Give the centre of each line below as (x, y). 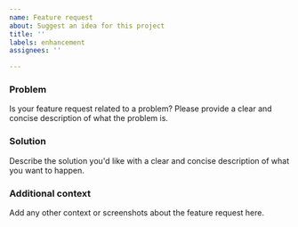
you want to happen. (47, 170)
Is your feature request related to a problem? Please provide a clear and (141, 109)
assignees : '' (36, 51)
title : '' (28, 34)
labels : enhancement (48, 42)
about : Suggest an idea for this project (87, 26)
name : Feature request (51, 17)
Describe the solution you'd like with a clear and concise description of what (149, 160)
